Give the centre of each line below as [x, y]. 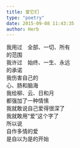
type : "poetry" [25, 18]
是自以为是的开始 [28, 139]
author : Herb [23, 29]
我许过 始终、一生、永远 [38, 62]
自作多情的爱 [22, 131]
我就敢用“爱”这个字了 [33, 116]
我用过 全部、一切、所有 [38, 47]
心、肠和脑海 [22, 86]
